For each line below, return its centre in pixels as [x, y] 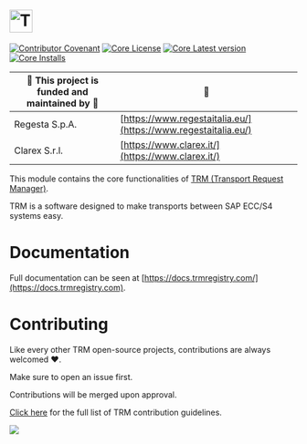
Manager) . [29, 188]
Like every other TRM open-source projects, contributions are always [140, 349]
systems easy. [37, 215]
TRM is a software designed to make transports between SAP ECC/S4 [141, 206]
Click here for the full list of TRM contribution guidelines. [116, 412]
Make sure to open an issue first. [71, 377]
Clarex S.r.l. [39, 150]
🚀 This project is [62, 80]
